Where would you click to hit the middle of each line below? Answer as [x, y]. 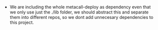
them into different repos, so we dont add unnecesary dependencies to [81, 17]
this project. [22, 22]
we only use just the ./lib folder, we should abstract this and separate [79, 12]
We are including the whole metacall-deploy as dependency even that [80, 7]
